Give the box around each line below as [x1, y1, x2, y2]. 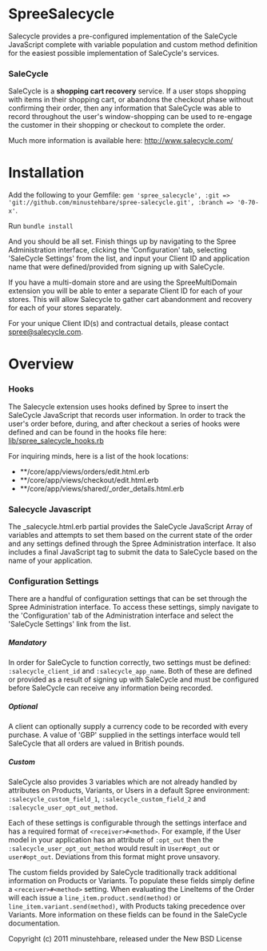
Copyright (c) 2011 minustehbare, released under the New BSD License [8, 934, 242, 944]
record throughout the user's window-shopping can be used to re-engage [8, 112, 253, 121]
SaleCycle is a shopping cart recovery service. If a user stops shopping [8, 86, 246, 96]
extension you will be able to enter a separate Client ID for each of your [8, 286, 243, 296]
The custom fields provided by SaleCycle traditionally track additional [8, 868, 237, 877]
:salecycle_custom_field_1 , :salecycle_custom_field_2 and [8, 794, 206, 804]
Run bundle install [8, 221, 74, 231]
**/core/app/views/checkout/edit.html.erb [19, 475, 159, 484]
